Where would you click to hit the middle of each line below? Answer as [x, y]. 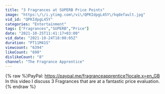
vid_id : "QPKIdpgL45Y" [29, 19]
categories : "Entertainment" [36, 24]
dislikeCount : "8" [24, 57]
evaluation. [148, 81]
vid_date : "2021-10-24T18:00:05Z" [42, 38]
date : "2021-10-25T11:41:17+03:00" [43, 33]
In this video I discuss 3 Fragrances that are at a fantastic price [71, 81]
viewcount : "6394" [24, 48]
